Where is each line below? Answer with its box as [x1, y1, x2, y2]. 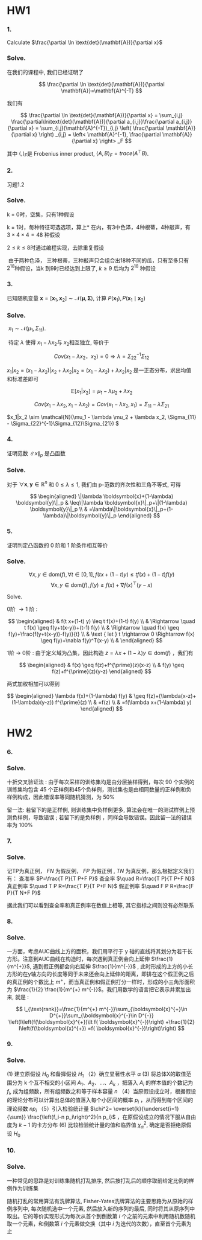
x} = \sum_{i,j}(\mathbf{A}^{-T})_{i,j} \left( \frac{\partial [28, 124, 165, 132]
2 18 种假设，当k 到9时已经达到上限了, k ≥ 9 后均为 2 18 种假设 [7, 263, 156, 272]
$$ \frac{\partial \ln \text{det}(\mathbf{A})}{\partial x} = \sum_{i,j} [20, 111, 183, 118]
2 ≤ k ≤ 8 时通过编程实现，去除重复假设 [7, 244, 105, 251]
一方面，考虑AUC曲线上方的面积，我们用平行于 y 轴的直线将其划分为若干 [7, 948, 188, 955]
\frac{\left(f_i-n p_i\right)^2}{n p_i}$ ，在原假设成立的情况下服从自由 [27, 1113, 197, 1120]
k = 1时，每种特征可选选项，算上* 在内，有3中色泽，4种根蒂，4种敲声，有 [7, 223, 191, 231]
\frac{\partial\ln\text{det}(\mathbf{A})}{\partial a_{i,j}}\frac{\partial [11, 118, 175, 125]
